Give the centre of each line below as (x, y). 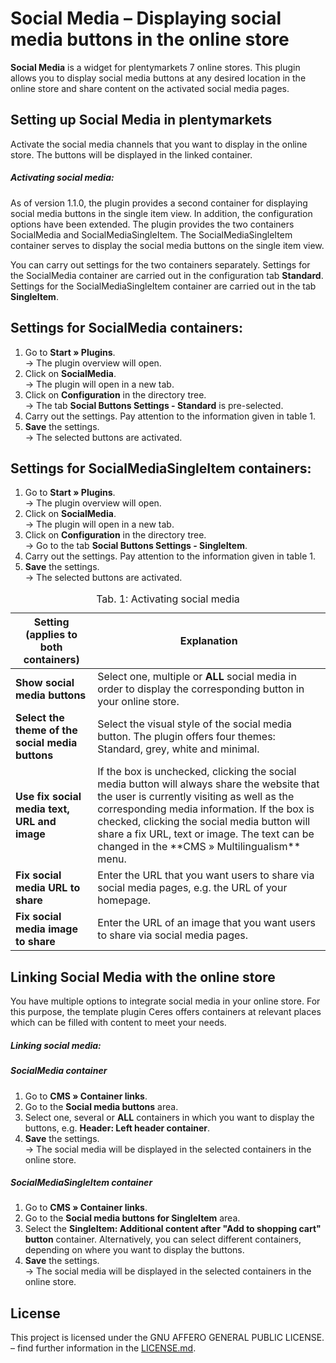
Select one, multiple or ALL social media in (197, 677)
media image (47, 929)
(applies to (51, 635)
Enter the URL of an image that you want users (206, 923)
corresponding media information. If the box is (206, 809)
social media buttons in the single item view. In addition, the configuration (161, 213)
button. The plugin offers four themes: (186, 737)
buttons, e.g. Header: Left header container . (117, 1128)
